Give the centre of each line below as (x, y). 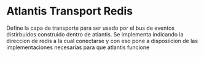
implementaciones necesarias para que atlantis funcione (78, 47)
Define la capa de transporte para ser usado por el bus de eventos (91, 28)
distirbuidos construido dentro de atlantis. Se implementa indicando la (95, 34)
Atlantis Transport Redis (70, 11)
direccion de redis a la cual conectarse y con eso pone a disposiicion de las (102, 41)
